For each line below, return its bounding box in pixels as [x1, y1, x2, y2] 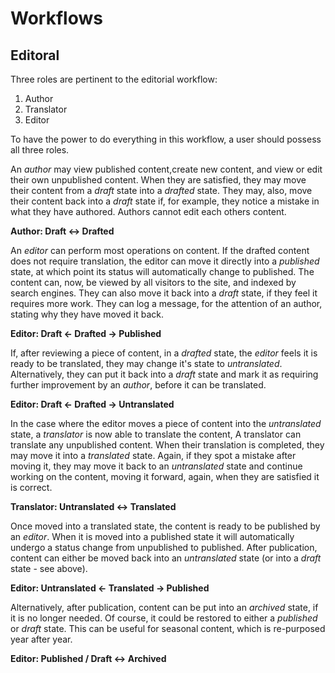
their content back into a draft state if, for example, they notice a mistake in [10, 195, 320, 207]
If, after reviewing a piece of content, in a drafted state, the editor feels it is [10, 347, 318, 359]
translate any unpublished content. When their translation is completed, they [10, 439, 325, 451]
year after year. [10, 633, 73, 645]
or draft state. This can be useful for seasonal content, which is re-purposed [10, 623, 326, 634]
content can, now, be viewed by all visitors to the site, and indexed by [10, 277, 297, 288]
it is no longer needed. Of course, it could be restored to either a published [10, 612, 318, 624]
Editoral [10, 47, 60, 64]
